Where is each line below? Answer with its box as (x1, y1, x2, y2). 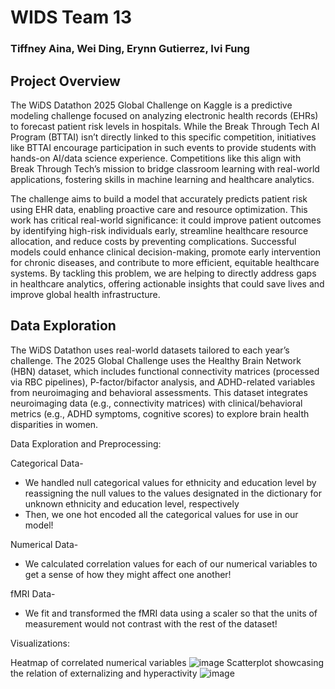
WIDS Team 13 (10, 6, 133, 29)
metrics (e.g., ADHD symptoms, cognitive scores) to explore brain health (10, 407, 310, 420)
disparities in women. (10, 418, 99, 430)
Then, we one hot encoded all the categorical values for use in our (24, 508, 299, 520)
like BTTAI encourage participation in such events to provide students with (10, 141, 317, 153)
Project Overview (10, 72, 121, 90)
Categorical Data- (10, 457, 84, 469)
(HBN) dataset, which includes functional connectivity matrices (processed (10, 365, 320, 377)
